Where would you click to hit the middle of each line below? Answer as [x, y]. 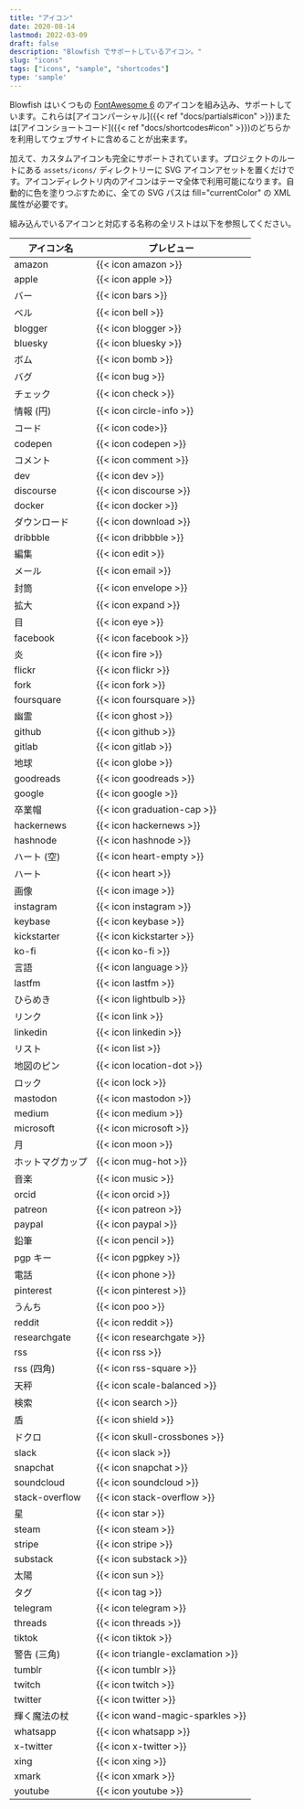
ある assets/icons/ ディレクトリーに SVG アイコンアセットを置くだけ [156, 169]
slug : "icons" [37, 60]
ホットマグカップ [51, 1162]
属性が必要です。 [41, 204]
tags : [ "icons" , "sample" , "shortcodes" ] [89, 69]
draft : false [34, 43]
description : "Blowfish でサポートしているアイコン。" [106, 52]
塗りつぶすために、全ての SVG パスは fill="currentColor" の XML [170, 192]
